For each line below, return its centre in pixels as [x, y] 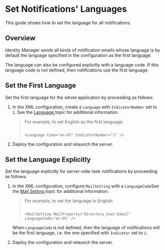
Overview [20, 38]
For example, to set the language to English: [69, 201]
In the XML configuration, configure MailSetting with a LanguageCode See [85, 186]
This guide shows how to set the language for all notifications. [68, 23]
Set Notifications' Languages [66, 9]
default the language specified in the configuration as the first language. [78, 55]
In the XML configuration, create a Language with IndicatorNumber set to [85, 107]
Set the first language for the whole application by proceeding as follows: [79, 97]
